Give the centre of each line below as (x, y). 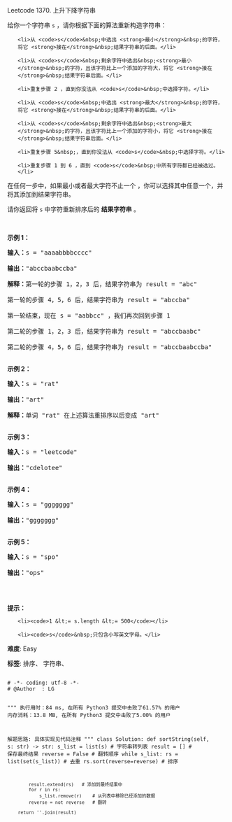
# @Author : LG (31, 689)
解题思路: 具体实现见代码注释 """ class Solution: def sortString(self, (108, 739)
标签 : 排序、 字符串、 (37, 664)
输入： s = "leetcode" (43, 452)
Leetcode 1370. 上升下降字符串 (52, 10)
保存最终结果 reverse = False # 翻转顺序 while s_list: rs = (93, 754)
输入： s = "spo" (33, 557)
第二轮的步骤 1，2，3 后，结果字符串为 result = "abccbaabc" (104, 331)
